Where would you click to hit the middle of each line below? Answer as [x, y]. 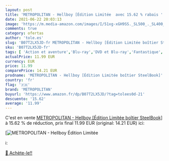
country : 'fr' [20, 80]
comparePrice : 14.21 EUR [31, 71]
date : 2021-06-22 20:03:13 [33, 19]
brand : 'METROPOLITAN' [29, 89]
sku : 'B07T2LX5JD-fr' [28, 47]
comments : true [21, 29]
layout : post [19, 10]
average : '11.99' [23, 104]
